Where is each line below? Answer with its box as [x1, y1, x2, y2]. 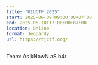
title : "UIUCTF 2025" [6, 8, 60, 15]
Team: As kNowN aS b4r [6, 53, 67, 60]
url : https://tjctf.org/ [6, 36, 68, 42]
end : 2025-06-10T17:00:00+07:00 [6, 20, 87, 26]
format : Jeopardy [6, 31, 50, 37]
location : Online [6, 25, 50, 32]
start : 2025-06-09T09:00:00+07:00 [6, 14, 93, 20]
